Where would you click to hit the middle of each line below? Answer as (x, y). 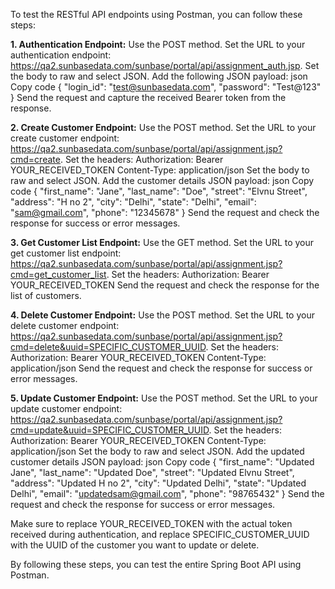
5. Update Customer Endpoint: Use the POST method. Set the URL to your (164, 398)
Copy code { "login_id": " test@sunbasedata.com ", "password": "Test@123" (166, 87)
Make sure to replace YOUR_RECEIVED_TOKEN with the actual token (151, 523)
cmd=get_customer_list (58, 274)
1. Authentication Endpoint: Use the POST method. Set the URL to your (158, 44)
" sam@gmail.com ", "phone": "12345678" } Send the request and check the (165, 212)
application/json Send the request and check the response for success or (161, 368)
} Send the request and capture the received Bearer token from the (148, 97)
